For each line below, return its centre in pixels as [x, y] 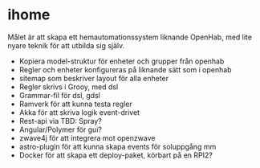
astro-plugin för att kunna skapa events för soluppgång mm [118, 146]
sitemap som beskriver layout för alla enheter [94, 78]
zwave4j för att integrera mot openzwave [87, 137]
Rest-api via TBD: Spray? [60, 121]
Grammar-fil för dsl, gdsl [60, 95]
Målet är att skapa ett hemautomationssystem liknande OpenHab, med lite [130, 37]
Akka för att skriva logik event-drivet [79, 112]
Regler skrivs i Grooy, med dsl [69, 87]
